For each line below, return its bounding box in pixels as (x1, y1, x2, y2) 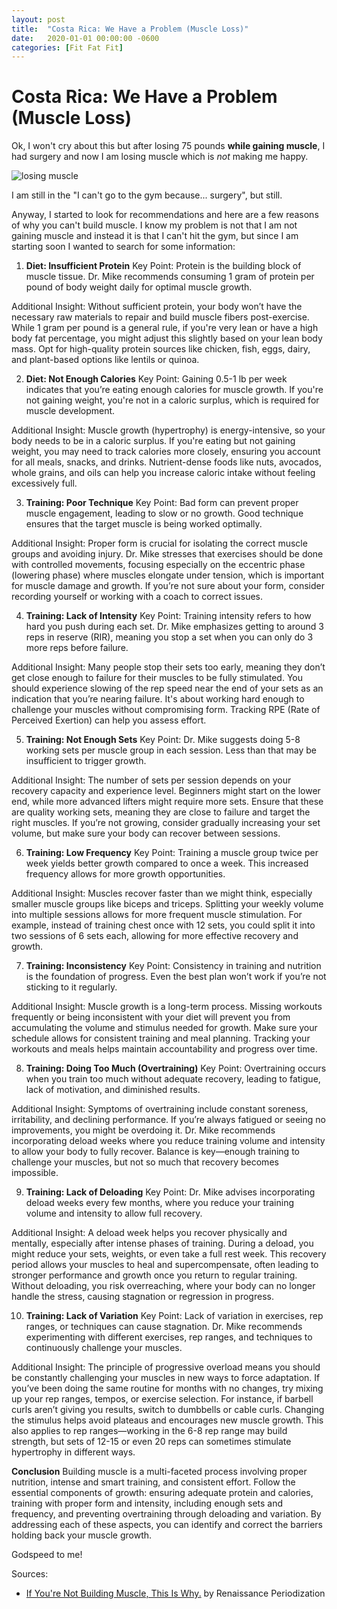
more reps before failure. (25, 642, 129, 654)
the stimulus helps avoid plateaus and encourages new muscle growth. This (11, 1414, 324, 1426)
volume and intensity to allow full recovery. (25, 1207, 203, 1220)
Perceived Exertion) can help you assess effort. (11, 714, 207, 726)
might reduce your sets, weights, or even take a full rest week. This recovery (11, 1248, 327, 1260)
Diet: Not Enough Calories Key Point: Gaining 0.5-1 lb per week (25, 373, 288, 385)
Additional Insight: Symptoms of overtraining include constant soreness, (11, 1103, 309, 1115)
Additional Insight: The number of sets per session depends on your (11, 774, 292, 786)
